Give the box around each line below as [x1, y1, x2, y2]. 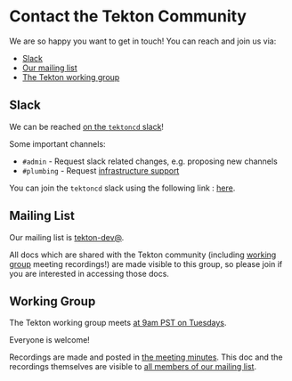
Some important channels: [9, 138, 106, 149]
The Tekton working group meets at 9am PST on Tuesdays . [9, 318, 227, 328]
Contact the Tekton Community [9, 6, 247, 27]
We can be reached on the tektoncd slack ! [9, 121, 165, 132]
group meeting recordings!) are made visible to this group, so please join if [9, 258, 283, 269]
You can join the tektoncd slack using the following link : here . [9, 182, 236, 193]
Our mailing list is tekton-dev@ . [9, 231, 125, 242]
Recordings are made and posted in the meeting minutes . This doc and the [9, 352, 283, 362]
